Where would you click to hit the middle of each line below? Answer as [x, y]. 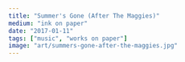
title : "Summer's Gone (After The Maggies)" [84, 16]
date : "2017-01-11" [41, 31]
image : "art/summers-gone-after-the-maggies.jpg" [93, 46]
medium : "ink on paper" [48, 23]
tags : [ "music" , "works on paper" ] [68, 38]
